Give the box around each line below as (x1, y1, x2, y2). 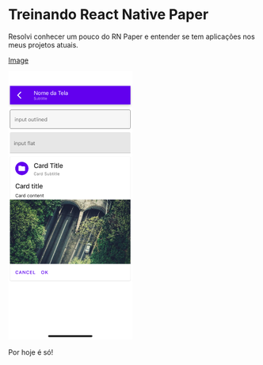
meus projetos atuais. (8, 40, 79, 49)
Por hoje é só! (8, 348, 54, 357)
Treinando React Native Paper (8, 6, 209, 24)
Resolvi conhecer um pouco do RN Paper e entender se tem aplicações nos (8, 32, 255, 41)
